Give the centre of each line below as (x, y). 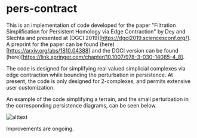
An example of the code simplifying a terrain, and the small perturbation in (98, 99)
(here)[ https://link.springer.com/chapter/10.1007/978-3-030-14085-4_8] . (96, 57)
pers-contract (42, 9)
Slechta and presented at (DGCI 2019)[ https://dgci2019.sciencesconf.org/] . (98, 38)
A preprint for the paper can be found (52, 44)
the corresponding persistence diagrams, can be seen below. (81, 105)
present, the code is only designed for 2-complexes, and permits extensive (98, 81)
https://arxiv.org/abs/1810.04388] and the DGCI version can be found (93, 50)
